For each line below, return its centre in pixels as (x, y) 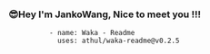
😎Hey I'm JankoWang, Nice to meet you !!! (105, 14)
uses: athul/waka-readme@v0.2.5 (118, 41)
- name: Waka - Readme (92, 33)
